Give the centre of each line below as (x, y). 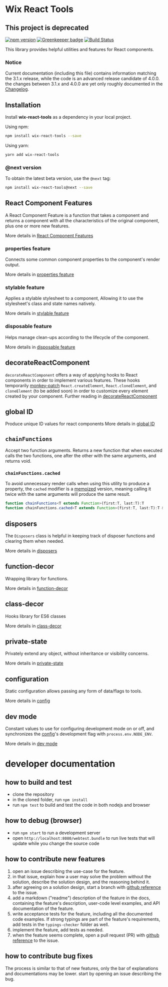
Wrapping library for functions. (37, 578)
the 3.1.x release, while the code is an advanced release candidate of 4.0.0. (82, 79)
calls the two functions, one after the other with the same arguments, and (81, 456)
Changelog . (17, 89)
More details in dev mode (31, 744)
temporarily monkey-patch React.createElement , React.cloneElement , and (81, 385)
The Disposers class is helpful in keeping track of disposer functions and (80, 536)
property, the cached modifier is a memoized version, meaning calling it (78, 489)
